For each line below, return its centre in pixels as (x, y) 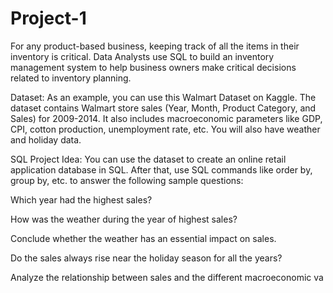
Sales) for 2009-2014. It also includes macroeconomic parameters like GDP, (166, 118)
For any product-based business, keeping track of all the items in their (155, 46)
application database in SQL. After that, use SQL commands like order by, (161, 169)
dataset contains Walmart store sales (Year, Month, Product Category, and (163, 108)
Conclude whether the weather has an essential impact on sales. (143, 238)
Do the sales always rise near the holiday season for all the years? (146, 258)
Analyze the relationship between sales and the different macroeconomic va (167, 277)
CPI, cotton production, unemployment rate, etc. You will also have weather (165, 129)
